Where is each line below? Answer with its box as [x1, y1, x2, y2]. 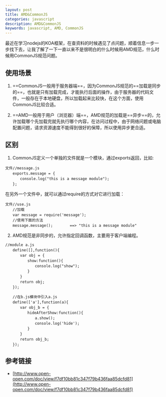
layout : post [5, 7, 32, 12]
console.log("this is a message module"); [19, 176, 110, 181]
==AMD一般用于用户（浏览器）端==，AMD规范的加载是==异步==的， [12, 112, 157, 118]
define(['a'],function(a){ [12, 300, 69, 305]
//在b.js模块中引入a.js [12, 294, 57, 299]
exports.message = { [12, 171, 55, 176]
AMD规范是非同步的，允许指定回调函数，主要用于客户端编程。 [12, 232, 141, 238]
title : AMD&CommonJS [5, 12, 48, 17]
